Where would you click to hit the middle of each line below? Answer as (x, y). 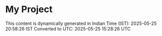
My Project (29, 9)
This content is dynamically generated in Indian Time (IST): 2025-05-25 (81, 23)
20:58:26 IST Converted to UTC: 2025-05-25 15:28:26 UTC (68, 28)
